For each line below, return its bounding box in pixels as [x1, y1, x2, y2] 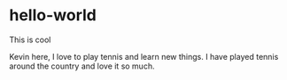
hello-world [9, 5, 97, 25]
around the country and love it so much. [9, 61, 155, 71]
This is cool [9, 34, 51, 45]
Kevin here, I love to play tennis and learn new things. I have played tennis [9, 51, 279, 62]
